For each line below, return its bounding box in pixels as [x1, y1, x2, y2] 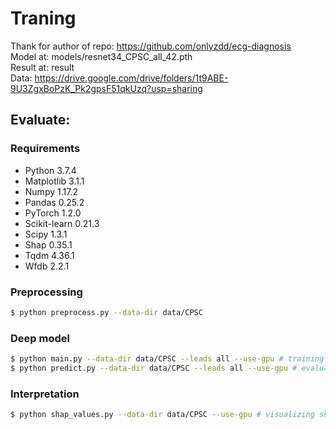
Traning [10, 7, 77, 30]
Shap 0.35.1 [24, 238, 73, 251]
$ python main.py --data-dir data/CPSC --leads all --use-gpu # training [10, 354, 325, 364]
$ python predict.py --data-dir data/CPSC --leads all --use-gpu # [10, 363, 298, 373]
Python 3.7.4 [24, 164, 77, 176]
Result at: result [10, 61, 75, 73]
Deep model [10, 331, 70, 345]
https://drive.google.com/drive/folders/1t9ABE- [34, 72, 229, 84]
